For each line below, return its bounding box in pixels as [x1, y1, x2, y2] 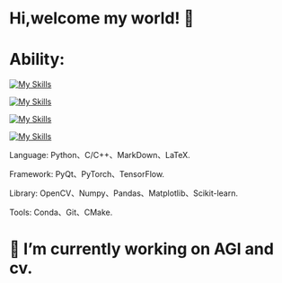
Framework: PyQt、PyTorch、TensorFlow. [9, 169, 164, 180]
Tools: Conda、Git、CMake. [9, 207, 113, 218]
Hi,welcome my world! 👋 [9, 8, 195, 29]
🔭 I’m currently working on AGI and [9, 239, 274, 260]
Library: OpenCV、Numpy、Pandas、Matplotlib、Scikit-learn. [9, 188, 239, 199]
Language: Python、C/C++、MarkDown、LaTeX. [9, 150, 190, 161]
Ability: [9, 49, 66, 70]
